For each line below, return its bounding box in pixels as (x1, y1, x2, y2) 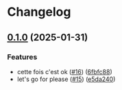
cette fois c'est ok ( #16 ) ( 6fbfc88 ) (16, 67, 112, 76)
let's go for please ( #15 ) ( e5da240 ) (16, 75, 116, 83)
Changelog (7, 4, 71, 20)
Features (7, 52, 38, 62)
